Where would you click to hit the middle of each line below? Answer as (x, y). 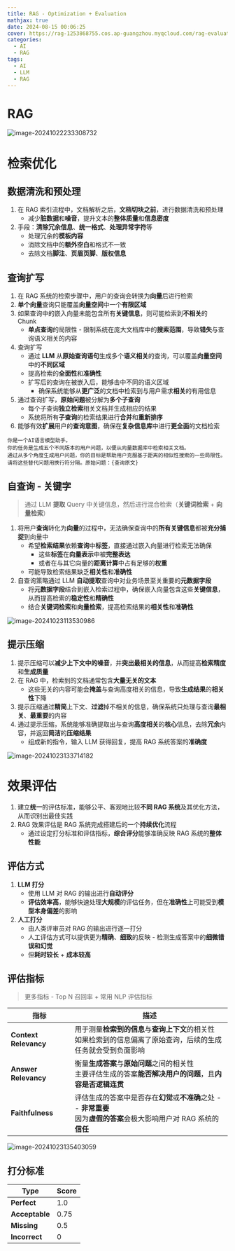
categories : (24, 40)
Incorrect (27, 1237)
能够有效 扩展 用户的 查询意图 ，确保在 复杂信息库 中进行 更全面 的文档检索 (119, 426)
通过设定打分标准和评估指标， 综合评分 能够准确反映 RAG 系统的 (119, 833)
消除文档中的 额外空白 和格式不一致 (77, 245)
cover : (17, 33)
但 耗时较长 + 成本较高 (59, 955)
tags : (15, 60)
